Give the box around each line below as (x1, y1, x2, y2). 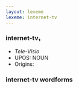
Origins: (14, 60, 34, 68)
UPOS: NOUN (14, 54, 49, 61)
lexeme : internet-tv (5, 14, 58, 20)
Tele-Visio (14, 47, 40, 54)
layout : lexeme (5, 8, 44, 15)
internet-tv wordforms (5, 75, 73, 84)
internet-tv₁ (5, 34, 40, 43)
